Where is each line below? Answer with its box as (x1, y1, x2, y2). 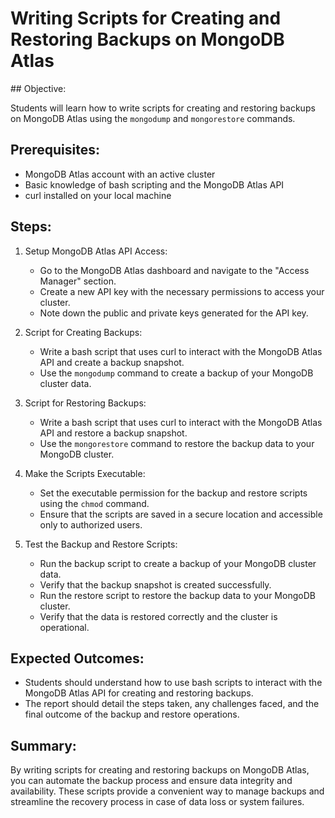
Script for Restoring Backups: (24, 397, 147, 409)
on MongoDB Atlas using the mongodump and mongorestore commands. (10, 112, 296, 124)
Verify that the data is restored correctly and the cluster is (39, 610, 278, 622)
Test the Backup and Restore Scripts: (24, 538, 178, 550)
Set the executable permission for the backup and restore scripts (39, 487, 308, 499)
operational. (39, 621, 90, 633)
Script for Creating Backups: (24, 326, 143, 338)
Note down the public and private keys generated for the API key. (39, 307, 309, 319)
